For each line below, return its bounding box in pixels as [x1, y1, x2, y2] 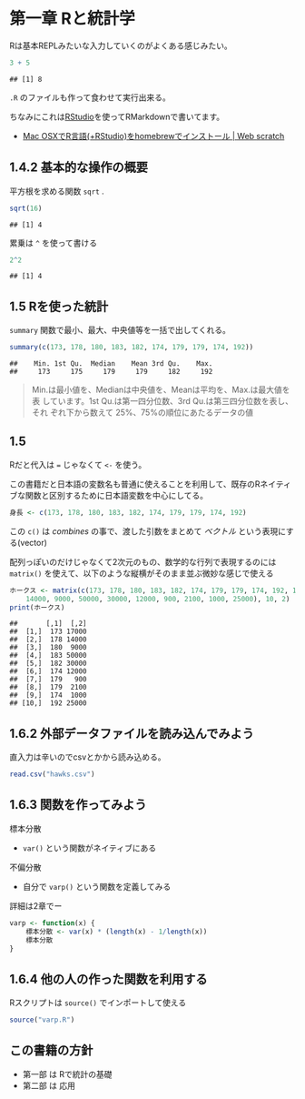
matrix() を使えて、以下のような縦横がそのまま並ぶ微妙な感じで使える [9, 568, 274, 579]
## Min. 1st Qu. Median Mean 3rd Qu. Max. [9, 359, 213, 368]
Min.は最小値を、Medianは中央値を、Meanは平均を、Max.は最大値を [31, 384, 290, 396]
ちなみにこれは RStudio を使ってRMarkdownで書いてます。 [9, 111, 225, 122]
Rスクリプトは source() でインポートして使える [9, 997, 187, 1008]
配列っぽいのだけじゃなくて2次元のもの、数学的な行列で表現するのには [9, 556, 277, 567]
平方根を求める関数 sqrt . [9, 186, 104, 197]
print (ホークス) [9, 602, 65, 612]
